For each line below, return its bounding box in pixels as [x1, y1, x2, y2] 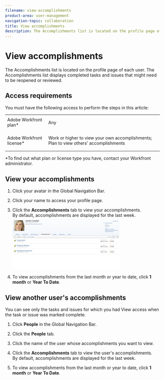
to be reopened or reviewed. [5, 77, 63, 83]
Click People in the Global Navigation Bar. [12, 321, 97, 327]
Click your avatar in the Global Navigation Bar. [12, 188, 106, 194]
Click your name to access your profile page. [12, 198, 103, 204]
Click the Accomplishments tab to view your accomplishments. [12, 207, 141, 213]
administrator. [5, 161, 33, 167]
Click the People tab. [12, 331, 55, 337]
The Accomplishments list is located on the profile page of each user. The [5, 67, 155, 73]
